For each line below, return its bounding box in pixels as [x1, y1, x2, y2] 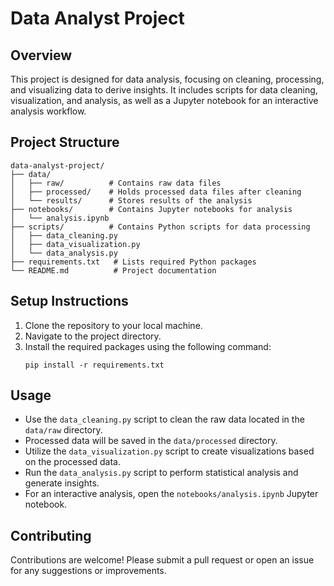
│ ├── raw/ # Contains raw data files [10, 178, 222, 188]
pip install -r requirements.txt [24, 360, 165, 370]
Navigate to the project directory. [24, 330, 162, 342]
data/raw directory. [24, 424, 103, 436]
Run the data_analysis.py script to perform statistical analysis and [24, 467, 299, 479]
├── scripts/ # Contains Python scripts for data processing [10, 222, 311, 232]
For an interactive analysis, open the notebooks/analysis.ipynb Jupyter [24, 488, 319, 500]
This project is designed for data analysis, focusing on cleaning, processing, [10, 73, 325, 85]
